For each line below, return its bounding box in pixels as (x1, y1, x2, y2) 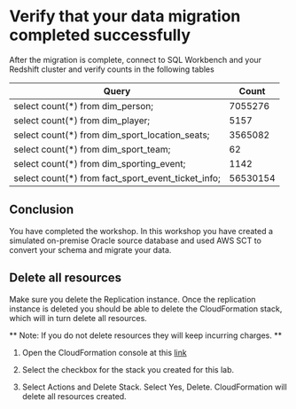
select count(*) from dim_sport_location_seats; (13, 129, 210, 141)
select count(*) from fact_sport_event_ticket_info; (13, 171, 222, 184)
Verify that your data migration (9, 6, 241, 27)
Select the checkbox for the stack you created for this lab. (21, 364, 235, 374)
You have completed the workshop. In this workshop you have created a (9, 225, 273, 236)
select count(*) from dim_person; (13, 99, 153, 112)
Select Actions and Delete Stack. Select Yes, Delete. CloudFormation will (21, 381, 288, 392)
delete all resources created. (21, 390, 127, 401)
